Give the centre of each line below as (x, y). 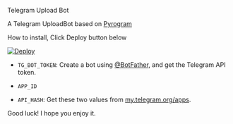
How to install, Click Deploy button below (67, 37)
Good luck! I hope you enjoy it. (52, 113)
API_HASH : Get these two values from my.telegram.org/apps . (104, 99)
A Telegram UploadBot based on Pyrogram (70, 24)
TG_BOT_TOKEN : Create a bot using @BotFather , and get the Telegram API (121, 65)
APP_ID (27, 87)
